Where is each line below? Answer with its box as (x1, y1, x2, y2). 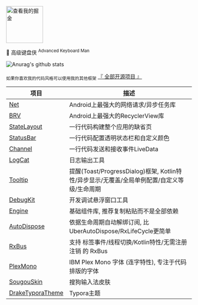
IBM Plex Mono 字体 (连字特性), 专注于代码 (69, 258, 187, 267)
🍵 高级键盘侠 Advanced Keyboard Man (6, 48, 90, 56)
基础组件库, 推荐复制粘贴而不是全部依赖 (69, 207, 179, 215)
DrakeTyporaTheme (9, 289, 64, 297)
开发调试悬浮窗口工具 (69, 196, 128, 205)
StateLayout (9, 122, 42, 131)
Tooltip (9, 176, 28, 184)
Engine (9, 207, 28, 215)
